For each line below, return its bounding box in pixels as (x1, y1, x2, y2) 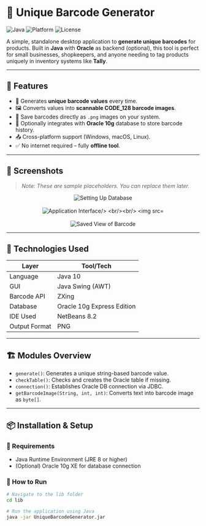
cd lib (6, 497, 23, 503)
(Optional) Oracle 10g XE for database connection (15, 462, 141, 469)
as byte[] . (15, 396, 41, 403)
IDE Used (9, 312, 37, 321)
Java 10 (57, 272, 81, 281)
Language (9, 272, 39, 281)
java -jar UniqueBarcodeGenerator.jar (6, 514, 105, 520)
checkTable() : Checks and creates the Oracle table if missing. (15, 376, 172, 383)
